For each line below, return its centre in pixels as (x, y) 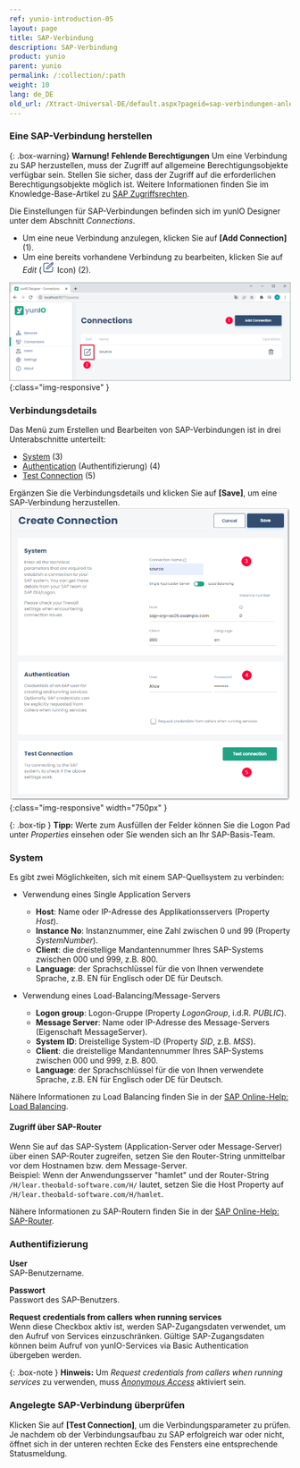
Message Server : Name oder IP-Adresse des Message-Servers (153, 1022)
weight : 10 (29, 85)
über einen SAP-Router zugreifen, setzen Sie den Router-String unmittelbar (147, 1156)
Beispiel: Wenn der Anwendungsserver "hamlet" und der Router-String (139, 1175)
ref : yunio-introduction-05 (62, 19)
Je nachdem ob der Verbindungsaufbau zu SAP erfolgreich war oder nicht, (147, 1434)
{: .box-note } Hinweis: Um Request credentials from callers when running (146, 1372)
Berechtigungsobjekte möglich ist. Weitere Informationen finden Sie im (139, 184)
